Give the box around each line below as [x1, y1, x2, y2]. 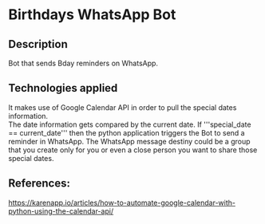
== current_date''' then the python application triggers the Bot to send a [8, 128, 245, 137]
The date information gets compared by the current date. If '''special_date [8, 120, 251, 129]
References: [8, 177, 70, 191]
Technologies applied [8, 81, 118, 95]
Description [8, 37, 68, 51]
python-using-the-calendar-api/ [8, 206, 114, 216]
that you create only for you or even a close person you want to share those [8, 145, 258, 155]
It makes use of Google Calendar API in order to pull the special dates [8, 102, 237, 112]
